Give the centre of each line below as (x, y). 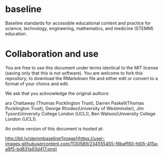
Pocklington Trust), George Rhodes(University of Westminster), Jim (74, 108)
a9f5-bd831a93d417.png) (31, 149)
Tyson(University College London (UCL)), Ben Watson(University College (80, 113)
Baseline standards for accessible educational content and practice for (78, 23)
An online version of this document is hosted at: (54, 128)
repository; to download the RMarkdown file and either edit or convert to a (82, 78)
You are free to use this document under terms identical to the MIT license (82, 67)
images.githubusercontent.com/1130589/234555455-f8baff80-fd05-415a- (82, 143)
